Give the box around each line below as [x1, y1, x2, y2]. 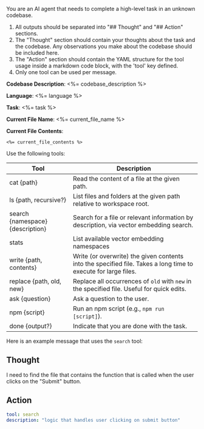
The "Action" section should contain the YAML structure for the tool [15, 56, 184, 63]
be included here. [15, 49, 59, 57]
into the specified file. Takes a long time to [72, 259, 193, 268]
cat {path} [9, 179, 38, 187]
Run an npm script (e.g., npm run [72, 304, 165, 312]
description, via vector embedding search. [72, 221, 194, 229]
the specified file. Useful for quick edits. [72, 285, 186, 293]
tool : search [6, 411, 39, 417]
